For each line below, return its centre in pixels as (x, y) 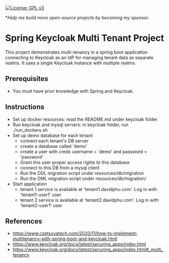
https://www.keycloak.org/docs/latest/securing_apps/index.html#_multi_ (88, 250)
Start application (30, 184)
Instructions (25, 107)
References (24, 221)
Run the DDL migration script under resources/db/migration (82, 173)
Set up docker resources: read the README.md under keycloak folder (85, 119)
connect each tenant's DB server (54, 141)
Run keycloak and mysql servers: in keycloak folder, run (70, 125)
